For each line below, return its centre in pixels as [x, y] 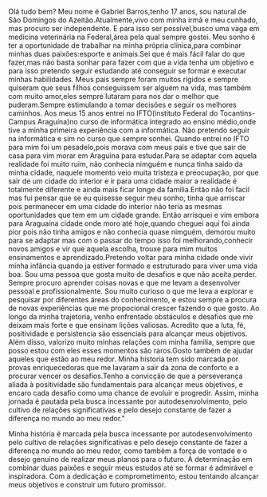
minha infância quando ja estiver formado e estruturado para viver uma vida [133, 266]
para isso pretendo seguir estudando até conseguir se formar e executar [128, 71]
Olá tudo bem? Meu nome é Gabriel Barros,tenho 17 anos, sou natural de [128, 12]
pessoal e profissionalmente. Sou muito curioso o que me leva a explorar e [131, 291]
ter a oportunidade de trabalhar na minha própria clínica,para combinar [125, 45]
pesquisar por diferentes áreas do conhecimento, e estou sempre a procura [133, 300]
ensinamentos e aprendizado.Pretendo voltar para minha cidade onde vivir [131, 257]
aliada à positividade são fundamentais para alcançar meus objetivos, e [126, 385]
